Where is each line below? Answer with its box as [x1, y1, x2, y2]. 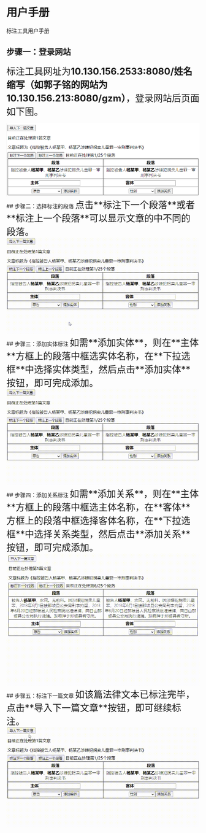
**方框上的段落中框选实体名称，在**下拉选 [6, 351, 191, 362]
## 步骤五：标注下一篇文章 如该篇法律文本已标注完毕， [6, 689, 195, 700]
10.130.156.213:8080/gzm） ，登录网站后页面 [6, 92, 200, 104]
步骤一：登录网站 [6, 47, 71, 57]
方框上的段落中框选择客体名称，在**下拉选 [6, 515, 191, 527]
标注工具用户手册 [6, 27, 50, 34]
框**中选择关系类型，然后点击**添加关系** [6, 529, 191, 540]
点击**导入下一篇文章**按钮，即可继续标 [6, 702, 182, 714]
